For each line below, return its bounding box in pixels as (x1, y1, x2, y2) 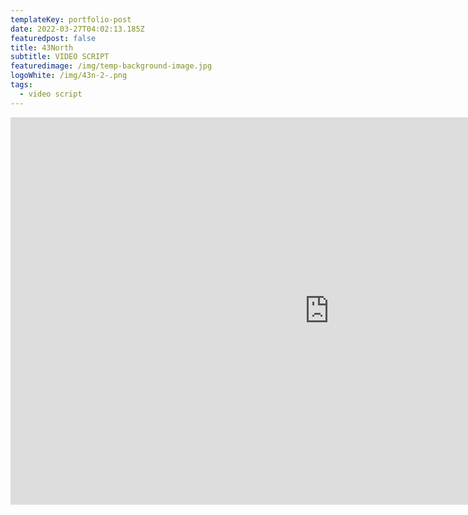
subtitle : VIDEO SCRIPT (10, 52, 110, 62)
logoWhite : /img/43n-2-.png (10, 71, 128, 81)
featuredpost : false (10, 33, 97, 43)
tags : (10, 80, 33, 90)
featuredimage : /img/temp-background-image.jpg (10, 61, 213, 71)
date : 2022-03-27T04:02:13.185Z (10, 24, 145, 34)
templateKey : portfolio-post (10, 14, 132, 25)
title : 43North (10, 42, 74, 53)
